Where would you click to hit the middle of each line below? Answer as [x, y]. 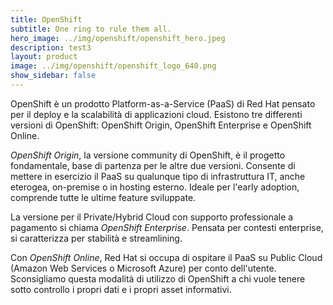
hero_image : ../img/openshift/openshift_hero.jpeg [118, 38]
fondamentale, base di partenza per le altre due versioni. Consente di [153, 165]
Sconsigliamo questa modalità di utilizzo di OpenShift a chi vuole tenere [158, 278]
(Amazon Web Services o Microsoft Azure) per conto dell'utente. [143, 268]
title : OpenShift [46, 19]
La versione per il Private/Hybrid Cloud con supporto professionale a [152, 217]
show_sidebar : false [53, 76]
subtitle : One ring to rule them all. [91, 29]
